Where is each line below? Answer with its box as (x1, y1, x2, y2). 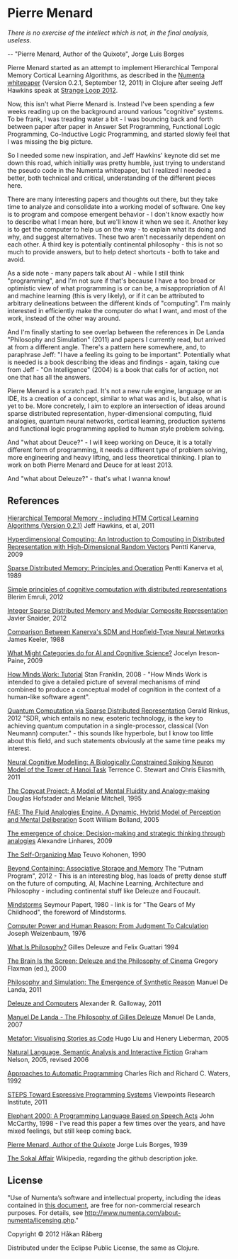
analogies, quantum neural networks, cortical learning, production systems (7, 417, 226, 425)
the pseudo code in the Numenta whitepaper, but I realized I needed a (7, 166, 211, 174)
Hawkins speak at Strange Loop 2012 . (7, 86, 118, 94)
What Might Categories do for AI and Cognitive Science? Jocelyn (7, 648, 197, 657)
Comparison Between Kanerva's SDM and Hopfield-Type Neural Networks (7, 627, 225, 636)
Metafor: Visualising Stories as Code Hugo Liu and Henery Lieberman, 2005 (7, 1034, 229, 1042)
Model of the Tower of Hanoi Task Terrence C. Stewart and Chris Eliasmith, (7, 765, 227, 774)
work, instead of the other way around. (7, 314, 121, 322)
